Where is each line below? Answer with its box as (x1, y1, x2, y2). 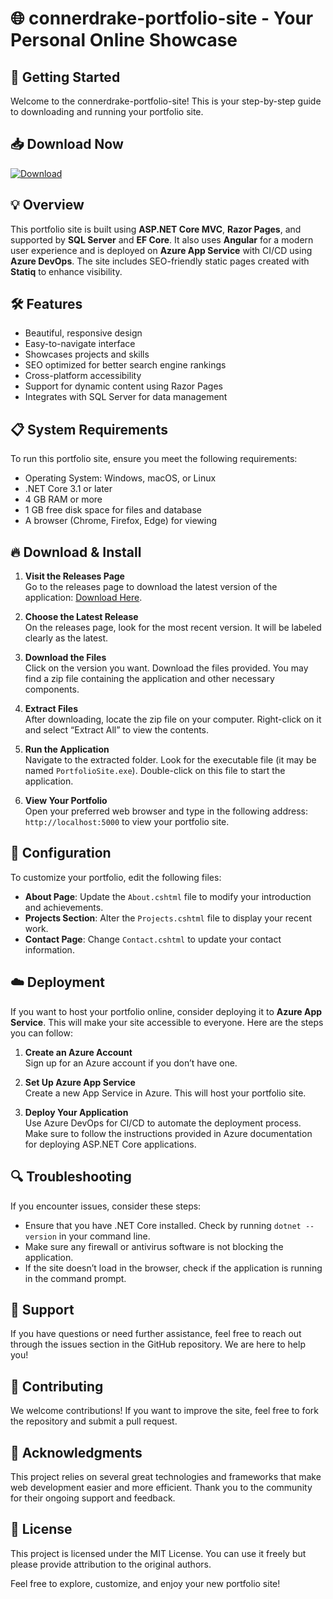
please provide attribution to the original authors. (10, 1558, 212, 1570)
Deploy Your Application (24, 1106, 129, 1118)
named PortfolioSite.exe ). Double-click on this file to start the (24, 765, 286, 777)
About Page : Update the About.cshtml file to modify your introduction (24, 890, 312, 902)
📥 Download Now (10, 136, 124, 153)
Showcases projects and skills (24, 348, 150, 361)
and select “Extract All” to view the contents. (24, 724, 210, 736)
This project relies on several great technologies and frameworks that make (10, 1470, 322, 1482)
